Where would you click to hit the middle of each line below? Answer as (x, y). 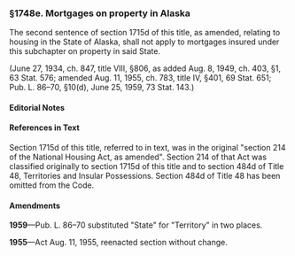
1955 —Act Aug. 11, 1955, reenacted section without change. (118, 243)
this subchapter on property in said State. (85, 51)
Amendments (35, 206)
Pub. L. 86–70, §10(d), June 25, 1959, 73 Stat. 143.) (102, 88)
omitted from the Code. (52, 185)
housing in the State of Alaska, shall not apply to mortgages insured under (144, 42)
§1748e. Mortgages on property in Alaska (100, 13)
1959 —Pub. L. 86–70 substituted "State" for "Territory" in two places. (136, 225)
